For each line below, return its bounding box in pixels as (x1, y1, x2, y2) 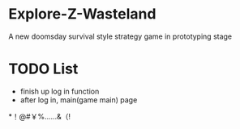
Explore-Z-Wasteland (8, 5, 156, 23)
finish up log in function (19, 86, 100, 96)
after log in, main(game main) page (19, 94, 138, 105)
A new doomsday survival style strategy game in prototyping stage (8, 31, 233, 41)
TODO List (8, 60, 79, 78)
